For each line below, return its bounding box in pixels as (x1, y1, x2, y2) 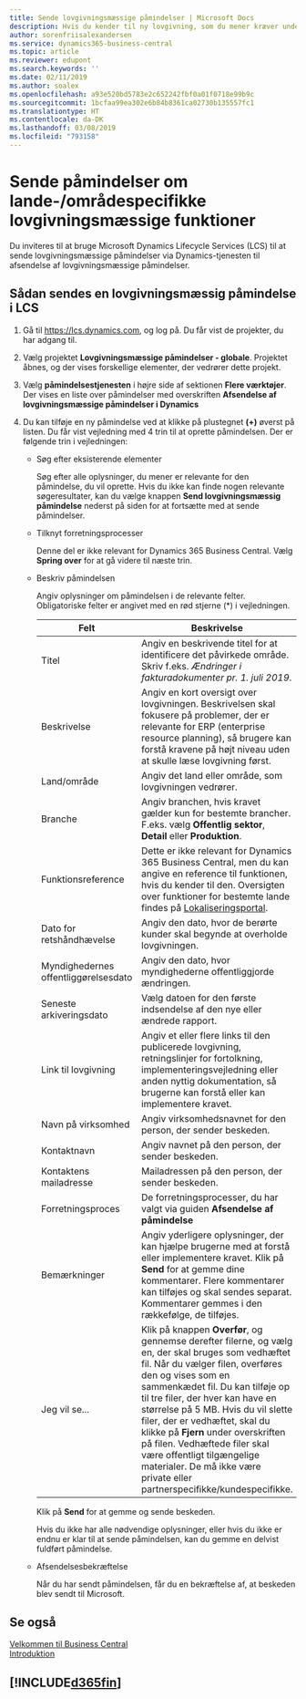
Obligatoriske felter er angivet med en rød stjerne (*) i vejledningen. (36, 599, 291, 611)
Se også (9, 1615, 56, 1631)
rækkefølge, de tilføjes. (140, 1308, 240, 1321)
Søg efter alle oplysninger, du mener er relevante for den (36, 471, 250, 482)
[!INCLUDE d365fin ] (9, 1674, 122, 1690)
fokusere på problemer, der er (140, 709, 270, 721)
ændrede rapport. (140, 1014, 217, 1027)
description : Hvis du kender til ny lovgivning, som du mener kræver (9, 22, 280, 31)
